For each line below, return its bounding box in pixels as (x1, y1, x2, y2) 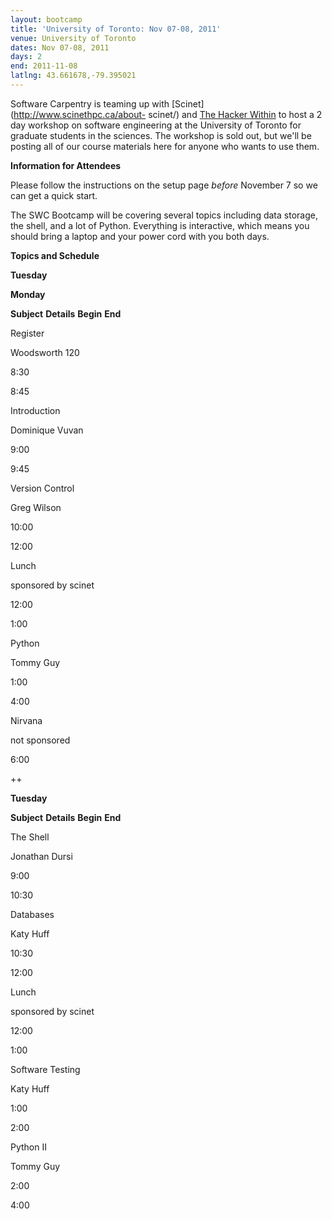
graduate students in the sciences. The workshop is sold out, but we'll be (10, 129, 312, 141)
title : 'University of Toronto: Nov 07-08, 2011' (10, 24, 222, 34)
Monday (10, 288, 46, 300)
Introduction (10, 404, 61, 416)
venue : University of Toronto (10, 33, 137, 43)
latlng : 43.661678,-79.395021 (10, 71, 137, 81)
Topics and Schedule (10, 249, 100, 261)
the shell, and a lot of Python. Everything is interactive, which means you (10, 219, 310, 231)
